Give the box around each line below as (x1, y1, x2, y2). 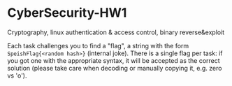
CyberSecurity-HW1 (7, 5, 127, 21)
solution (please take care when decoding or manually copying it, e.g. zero (7, 64, 222, 72)
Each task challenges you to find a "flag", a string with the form (7, 41, 189, 50)
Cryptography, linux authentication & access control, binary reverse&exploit (7, 28, 225, 36)
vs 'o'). (7, 71, 27, 80)
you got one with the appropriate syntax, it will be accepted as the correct (7, 56, 220, 64)
